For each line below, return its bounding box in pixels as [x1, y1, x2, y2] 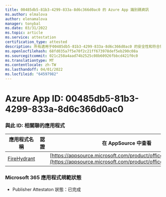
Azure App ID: [5, 93, 64, 104]
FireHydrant [7, 155, 36, 162]
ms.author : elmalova [5, 12, 48, 17]
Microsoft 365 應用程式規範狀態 [5, 174, 82, 181]
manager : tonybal [5, 21, 41, 26]
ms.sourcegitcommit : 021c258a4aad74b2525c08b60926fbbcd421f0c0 [5, 53, 138, 58]
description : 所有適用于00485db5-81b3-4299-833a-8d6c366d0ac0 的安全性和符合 [5, 44, 160, 49]
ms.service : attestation [5, 35, 56, 40]
